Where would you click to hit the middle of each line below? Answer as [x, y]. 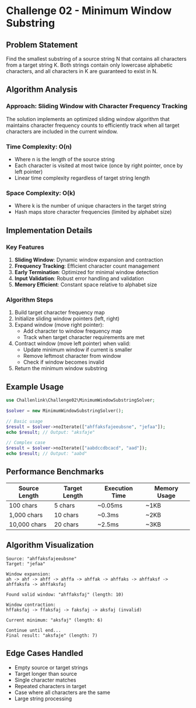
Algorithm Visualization [50, 545]
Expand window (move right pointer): [59, 325]
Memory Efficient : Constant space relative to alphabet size [86, 284]
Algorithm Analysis [42, 90]
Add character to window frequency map [73, 331]
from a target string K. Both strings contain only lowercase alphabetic [90, 65]
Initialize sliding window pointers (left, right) [67, 319]
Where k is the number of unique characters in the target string [90, 206]
